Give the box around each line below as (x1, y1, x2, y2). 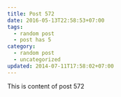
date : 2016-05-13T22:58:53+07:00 (7, 17, 105, 24)
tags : (7, 23, 23, 30)
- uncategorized (13, 56, 61, 63)
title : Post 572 (7, 10, 55, 18)
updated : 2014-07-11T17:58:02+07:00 (7, 63, 114, 70)
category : (7, 43, 36, 50)
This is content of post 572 (7, 82, 85, 90)
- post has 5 (13, 37, 52, 44)
